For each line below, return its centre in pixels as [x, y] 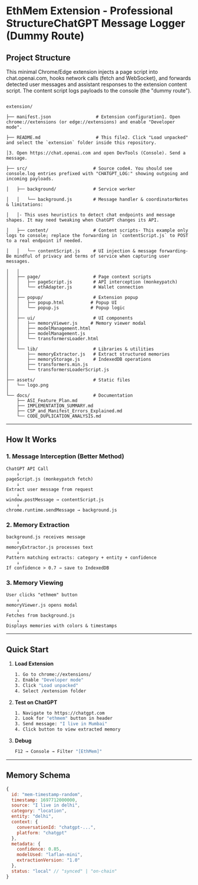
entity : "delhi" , [33, 817]
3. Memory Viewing [35, 583]
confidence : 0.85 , [39, 849]
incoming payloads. [30, 179]
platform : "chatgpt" [42, 833]
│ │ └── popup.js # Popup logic [66, 308]
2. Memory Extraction [38, 525]
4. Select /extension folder [50, 691]
